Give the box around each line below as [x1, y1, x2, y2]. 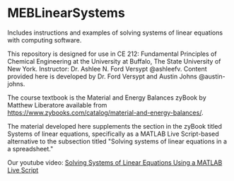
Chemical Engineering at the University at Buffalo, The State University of [7, 57, 221, 65]
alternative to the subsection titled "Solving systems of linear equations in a [7, 136, 228, 146]
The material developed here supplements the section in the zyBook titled [7, 122, 223, 130]
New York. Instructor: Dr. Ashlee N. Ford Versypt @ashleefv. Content [7, 64, 207, 73]
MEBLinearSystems [7, 5, 125, 21]
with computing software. [7, 35, 82, 44]
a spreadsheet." [7, 144, 54, 153]
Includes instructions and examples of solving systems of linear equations [7, 28, 223, 37]
